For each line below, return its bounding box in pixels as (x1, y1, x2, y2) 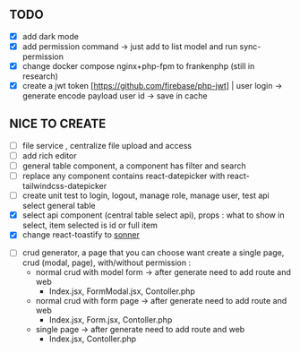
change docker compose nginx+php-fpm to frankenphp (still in (21, 60, 255, 71)
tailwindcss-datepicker (21, 181, 107, 192)
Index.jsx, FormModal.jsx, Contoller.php (48, 286, 195, 297)
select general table (21, 201, 96, 211)
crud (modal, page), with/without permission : (21, 257, 191, 268)
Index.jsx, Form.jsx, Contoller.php (48, 314, 173, 325)
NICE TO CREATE (9, 116, 107, 132)
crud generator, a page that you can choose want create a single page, (21, 247, 285, 258)
